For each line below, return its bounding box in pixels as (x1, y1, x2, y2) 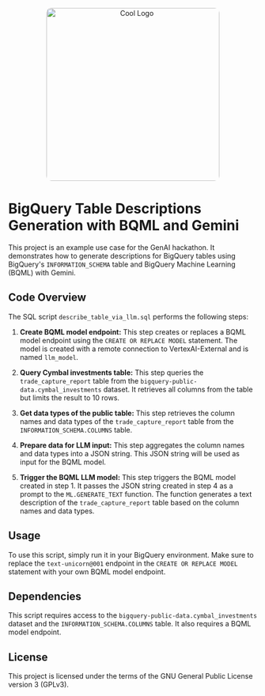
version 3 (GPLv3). (8, 680, 70, 690)
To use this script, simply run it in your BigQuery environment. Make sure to (8, 550, 255, 559)
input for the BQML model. (19, 457, 107, 467)
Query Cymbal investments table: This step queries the (19, 368, 204, 377)
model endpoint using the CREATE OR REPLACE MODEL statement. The (19, 335, 238, 345)
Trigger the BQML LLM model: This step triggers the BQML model (19, 472, 236, 482)
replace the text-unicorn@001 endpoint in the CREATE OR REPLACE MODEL (8, 558, 238, 568)
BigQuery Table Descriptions (8, 200, 202, 217)
